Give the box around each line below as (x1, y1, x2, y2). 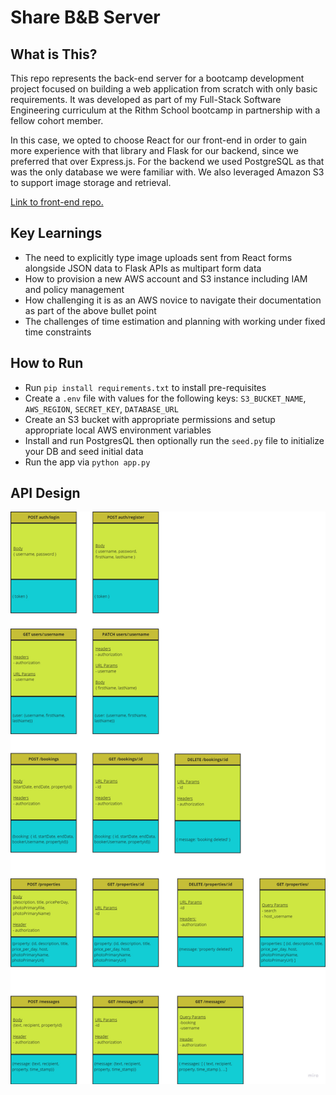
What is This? (10, 46, 98, 63)
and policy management (24, 283, 125, 295)
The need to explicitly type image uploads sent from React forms (24, 251, 293, 263)
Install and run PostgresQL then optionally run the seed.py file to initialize (24, 434, 325, 446)
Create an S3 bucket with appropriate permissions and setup (24, 413, 276, 425)
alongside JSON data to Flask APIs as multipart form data (24, 262, 262, 274)
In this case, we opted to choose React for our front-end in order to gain (10, 134, 307, 146)
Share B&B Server (10, 6, 161, 29)
